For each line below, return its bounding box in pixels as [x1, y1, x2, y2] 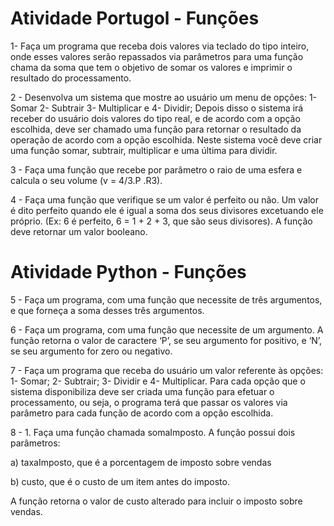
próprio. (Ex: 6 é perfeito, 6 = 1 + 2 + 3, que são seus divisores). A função [10, 215, 313, 227]
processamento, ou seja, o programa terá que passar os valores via [10, 396, 288, 408]
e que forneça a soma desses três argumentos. [10, 304, 205, 316]
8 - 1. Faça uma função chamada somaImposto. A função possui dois [10, 426, 296, 438]
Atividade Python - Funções [10, 261, 247, 284]
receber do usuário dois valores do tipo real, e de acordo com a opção [10, 112, 301, 124]
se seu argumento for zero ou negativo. [10, 345, 173, 357]
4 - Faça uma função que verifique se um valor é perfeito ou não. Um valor [10, 193, 319, 206]
